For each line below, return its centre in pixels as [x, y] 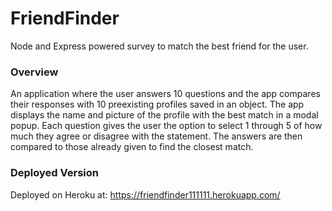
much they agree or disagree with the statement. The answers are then [156, 136]
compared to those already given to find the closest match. [132, 147]
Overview [34, 72]
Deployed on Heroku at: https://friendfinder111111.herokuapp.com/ [145, 194]
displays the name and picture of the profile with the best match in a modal [164, 115]
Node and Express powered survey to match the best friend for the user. [159, 46]
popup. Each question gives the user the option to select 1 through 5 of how [166, 126]
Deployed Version [54, 173]
